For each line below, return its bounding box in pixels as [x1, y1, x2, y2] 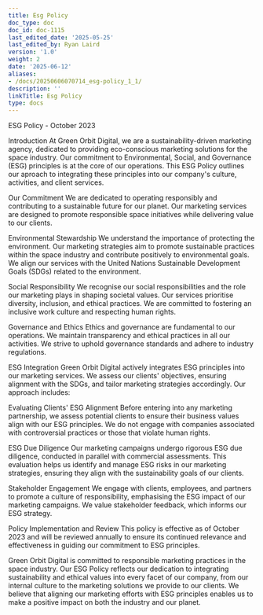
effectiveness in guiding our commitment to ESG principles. [8, 540, 200, 551]
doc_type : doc [8, 19, 55, 27]
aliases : [8, 70, 37, 78]
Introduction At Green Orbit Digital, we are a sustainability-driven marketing [8, 136, 252, 145]
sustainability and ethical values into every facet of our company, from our [8, 573, 249, 582]
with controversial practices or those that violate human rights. [8, 428, 210, 437]
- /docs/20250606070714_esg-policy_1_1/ [8, 77, 143, 85]
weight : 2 [8, 56, 41, 64]
